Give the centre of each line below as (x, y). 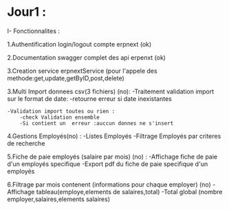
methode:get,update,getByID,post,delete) (66, 78)
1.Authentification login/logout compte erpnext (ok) (79, 44)
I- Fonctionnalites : (34, 31)
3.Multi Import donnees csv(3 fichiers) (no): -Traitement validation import (111, 91)
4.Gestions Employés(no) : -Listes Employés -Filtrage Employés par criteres (114, 136)
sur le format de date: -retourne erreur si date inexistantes (89, 98)
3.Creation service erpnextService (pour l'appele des (82, 71)
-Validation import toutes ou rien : (61, 111)
